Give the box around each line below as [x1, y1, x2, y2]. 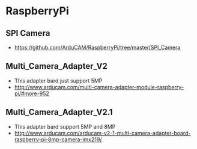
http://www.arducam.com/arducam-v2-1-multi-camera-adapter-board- [14, 129, 191, 136]
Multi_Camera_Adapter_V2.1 [5, 107, 113, 117]
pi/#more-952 [14, 90, 49, 97]
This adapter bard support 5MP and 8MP [14, 123, 116, 130]
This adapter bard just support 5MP [14, 77, 103, 84]
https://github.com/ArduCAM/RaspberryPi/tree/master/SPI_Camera [14, 44, 181, 51]
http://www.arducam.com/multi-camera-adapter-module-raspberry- [14, 83, 184, 90]
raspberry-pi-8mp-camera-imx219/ [14, 136, 102, 143]
